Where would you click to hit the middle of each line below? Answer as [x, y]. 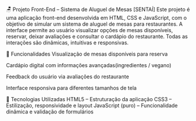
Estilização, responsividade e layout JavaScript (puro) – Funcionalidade [92, 106]
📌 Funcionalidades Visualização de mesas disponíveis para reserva [87, 54]
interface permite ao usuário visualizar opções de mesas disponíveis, [90, 30]
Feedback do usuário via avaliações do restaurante [68, 77]
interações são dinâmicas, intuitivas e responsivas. [67, 43]
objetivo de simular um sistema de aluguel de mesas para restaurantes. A [94, 24]
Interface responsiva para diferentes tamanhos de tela [71, 88]
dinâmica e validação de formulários [50, 112]
